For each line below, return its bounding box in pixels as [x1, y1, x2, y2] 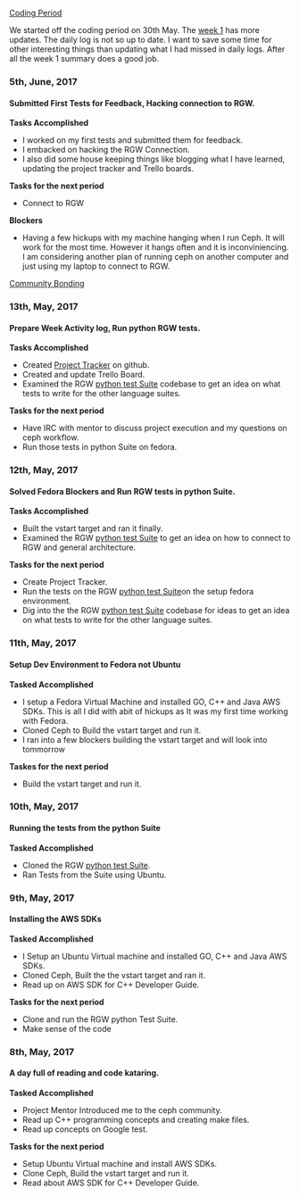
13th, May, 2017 [9, 301, 79, 313]
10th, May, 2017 [9, 801, 79, 813]
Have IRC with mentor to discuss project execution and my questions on [21, 423, 287, 434]
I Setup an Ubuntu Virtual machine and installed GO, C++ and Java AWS [21, 951, 287, 961]
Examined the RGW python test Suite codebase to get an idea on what [21, 378, 281, 389]
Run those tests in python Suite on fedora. [21, 442, 178, 453]
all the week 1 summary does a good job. [9, 54, 160, 63]
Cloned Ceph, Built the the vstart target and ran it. [21, 969, 206, 980]
